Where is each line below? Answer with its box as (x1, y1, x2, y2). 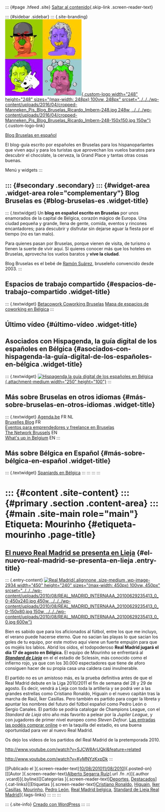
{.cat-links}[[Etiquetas (5, 781, 50, 787)
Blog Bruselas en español (5, 132, 57, 138)
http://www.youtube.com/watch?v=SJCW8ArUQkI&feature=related (5, 746, 141, 752)
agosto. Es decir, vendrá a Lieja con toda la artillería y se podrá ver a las (5, 686, 151, 692)
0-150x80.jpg (5, 609, 33, 615)
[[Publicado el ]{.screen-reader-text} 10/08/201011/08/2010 (5, 766, 125, 772)
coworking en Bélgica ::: (5, 306, 54, 312)
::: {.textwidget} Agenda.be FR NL (5, 414, 74, 420)
